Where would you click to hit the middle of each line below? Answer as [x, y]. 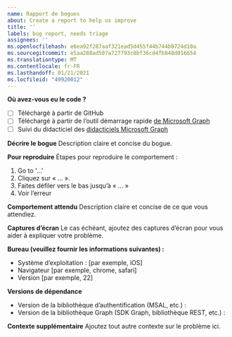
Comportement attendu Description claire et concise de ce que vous [108, 207]
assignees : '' [28, 40]
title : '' [22, 27]
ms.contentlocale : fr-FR [44, 66]
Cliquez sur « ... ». [44, 178]
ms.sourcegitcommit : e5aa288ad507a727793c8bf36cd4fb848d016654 [102, 54]
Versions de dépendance [45, 291]
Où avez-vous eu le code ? [47, 99]
